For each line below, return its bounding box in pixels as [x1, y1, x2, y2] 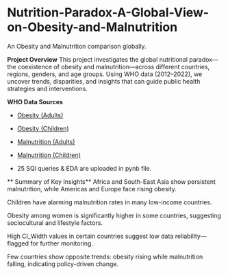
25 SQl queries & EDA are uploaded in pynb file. [16, 164, 152, 172]
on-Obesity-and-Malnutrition [7, 19, 178, 35]
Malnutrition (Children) [16, 151, 81, 159]
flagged [7, 239, 29, 248]
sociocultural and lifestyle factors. [7, 218, 103, 227]
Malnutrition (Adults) [16, 137, 75, 145]
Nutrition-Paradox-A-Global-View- [7, 5, 210, 21]
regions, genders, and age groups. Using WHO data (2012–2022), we [7, 70, 203, 78]
